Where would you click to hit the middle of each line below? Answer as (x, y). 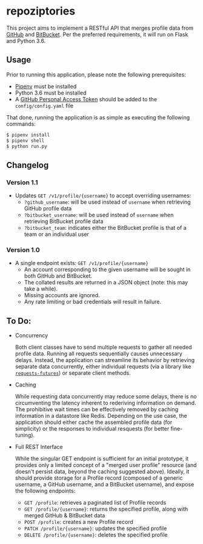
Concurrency (32, 335)
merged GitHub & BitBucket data (65, 515)
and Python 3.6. (26, 41)
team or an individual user (57, 234)
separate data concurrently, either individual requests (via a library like (103, 367)
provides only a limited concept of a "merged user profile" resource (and (106, 465)
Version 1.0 (23, 250)
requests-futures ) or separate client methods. (73, 373)
